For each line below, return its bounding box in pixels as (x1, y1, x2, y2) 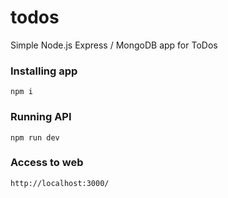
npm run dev (10, 132, 60, 143)
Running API (10, 110, 72, 124)
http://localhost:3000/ (10, 178, 110, 188)
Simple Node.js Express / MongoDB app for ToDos (10, 39, 218, 51)
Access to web (10, 156, 84, 170)
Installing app (10, 64, 78, 78)
